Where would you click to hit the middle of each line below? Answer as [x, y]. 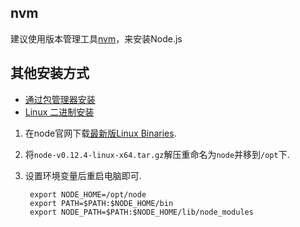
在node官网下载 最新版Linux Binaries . [100, 133]
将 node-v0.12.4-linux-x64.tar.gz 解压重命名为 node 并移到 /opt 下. [157, 154]
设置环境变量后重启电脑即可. [83, 175]
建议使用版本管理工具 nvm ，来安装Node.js [96, 38]
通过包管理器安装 [60, 99]
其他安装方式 [50, 73]
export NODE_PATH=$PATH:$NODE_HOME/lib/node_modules [141, 212]
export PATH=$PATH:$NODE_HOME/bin [101, 203]
